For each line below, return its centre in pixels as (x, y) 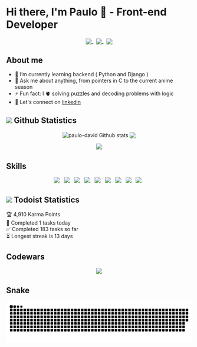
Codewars (26, 257)
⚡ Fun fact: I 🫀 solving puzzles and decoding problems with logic (94, 93)
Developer (32, 25)
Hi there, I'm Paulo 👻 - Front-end (86, 12)
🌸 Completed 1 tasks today (38, 223)
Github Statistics (45, 121)
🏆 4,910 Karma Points (33, 215)
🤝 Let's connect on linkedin (48, 102)
